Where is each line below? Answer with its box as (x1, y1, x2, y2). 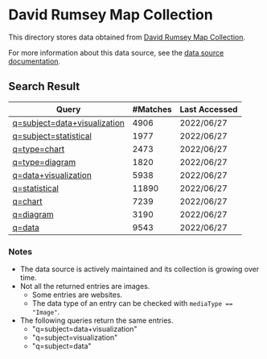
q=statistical (12, 183, 59, 194)
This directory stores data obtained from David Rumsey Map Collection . (8, 32, 246, 42)
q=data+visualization (12, 169, 92, 180)
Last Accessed (179, 103, 238, 114)
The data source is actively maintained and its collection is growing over (19, 264, 260, 274)
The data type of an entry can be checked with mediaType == (31, 299, 233, 308)
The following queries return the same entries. (19, 316, 174, 325)
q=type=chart (12, 143, 65, 155)
